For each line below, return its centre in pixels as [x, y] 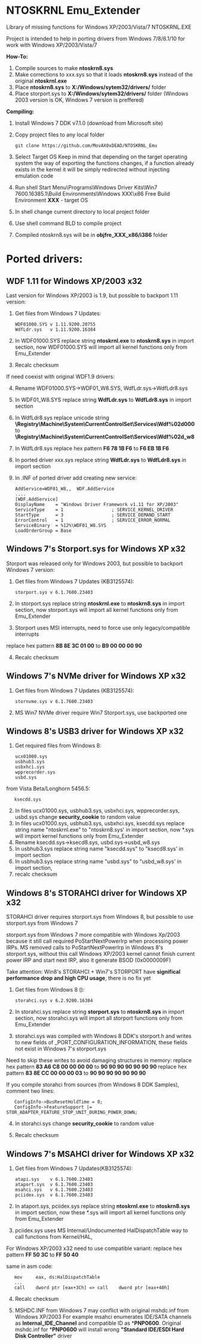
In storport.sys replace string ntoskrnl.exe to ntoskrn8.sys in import [100, 603]
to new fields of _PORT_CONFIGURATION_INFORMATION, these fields [101, 1043]
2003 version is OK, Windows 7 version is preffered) [79, 100]
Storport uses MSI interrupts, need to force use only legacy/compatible [102, 627]
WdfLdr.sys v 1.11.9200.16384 [55, 330]
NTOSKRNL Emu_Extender [73, 10]
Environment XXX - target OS [51, 200]
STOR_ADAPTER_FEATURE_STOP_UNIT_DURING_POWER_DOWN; [72, 1113]
